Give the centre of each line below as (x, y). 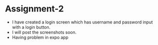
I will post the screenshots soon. (44, 32)
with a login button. (31, 27)
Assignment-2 (35, 9)
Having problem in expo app (40, 37)
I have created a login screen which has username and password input (82, 22)
